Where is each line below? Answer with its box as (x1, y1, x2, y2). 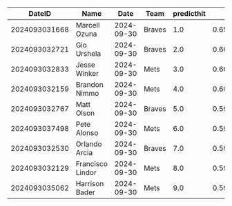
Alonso (75, 128, 99, 137)
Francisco (75, 159, 108, 168)
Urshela (75, 49, 101, 58)
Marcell (75, 21, 100, 30)
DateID (28, 9, 52, 18)
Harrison (75, 179, 104, 188)
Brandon (75, 80, 104, 89)
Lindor (75, 168, 97, 177)
